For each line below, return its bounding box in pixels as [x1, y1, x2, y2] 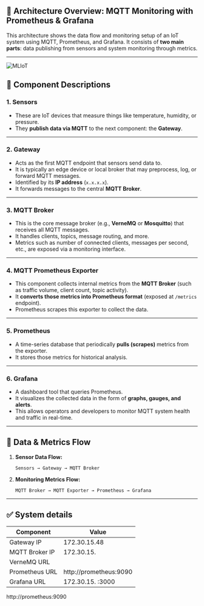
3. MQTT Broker [6, 206, 54, 214]
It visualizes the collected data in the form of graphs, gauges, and [15, 394, 181, 401]
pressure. [15, 118, 39, 125]
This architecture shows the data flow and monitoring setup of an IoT [6, 32, 179, 39]
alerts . [15, 401, 32, 408]
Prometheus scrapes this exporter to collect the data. [15, 306, 149, 313]
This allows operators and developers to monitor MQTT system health [15, 407, 190, 415]
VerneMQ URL [9, 557, 50, 566]
